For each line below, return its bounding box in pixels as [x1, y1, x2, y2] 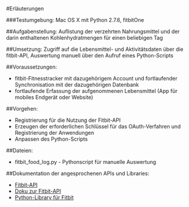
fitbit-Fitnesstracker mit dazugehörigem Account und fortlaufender [14, 75, 178, 82]
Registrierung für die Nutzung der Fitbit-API [14, 117, 121, 124]
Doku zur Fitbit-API [14, 187, 61, 195]
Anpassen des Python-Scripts [14, 135, 88, 143]
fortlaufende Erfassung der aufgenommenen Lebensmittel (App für [14, 88, 178, 94]
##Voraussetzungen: [6, 63, 57, 70]
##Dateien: [6, 147, 34, 154]
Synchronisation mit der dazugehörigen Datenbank [14, 81, 139, 88]
